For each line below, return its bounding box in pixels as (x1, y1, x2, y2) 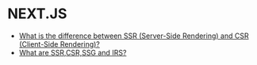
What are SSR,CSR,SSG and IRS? (18, 48, 127, 57)
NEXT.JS (7, 5, 67, 23)
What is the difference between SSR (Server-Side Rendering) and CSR (18, 31, 249, 40)
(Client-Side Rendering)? (18, 39, 101, 48)
